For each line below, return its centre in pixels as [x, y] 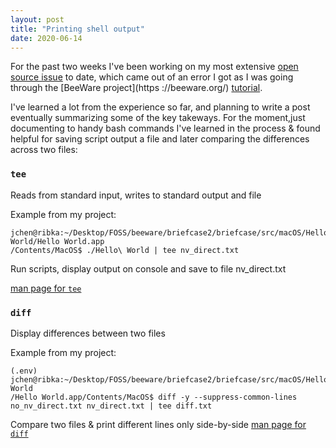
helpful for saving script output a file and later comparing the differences [160, 139]
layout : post [37, 19]
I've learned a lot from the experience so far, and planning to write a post [160, 107]
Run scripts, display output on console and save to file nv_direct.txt [148, 268]
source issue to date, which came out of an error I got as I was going [152, 77]
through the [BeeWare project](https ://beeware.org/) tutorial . [136, 88]
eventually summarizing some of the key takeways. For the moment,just [158, 118]
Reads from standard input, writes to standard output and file [136, 195]
